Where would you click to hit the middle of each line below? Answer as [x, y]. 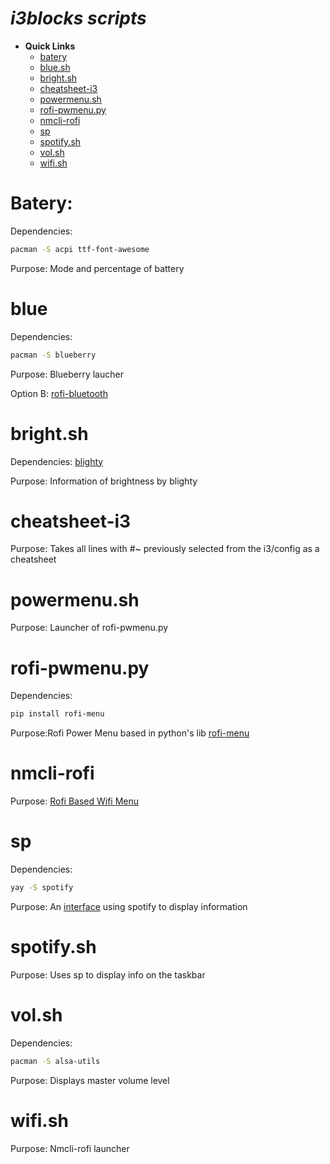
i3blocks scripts [78, 18]
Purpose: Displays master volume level [90, 1080]
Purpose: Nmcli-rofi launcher [70, 1148]
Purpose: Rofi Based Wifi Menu [75, 801]
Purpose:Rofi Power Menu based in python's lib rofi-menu [130, 733]
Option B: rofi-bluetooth [59, 393]
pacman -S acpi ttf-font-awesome [80, 249]
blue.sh [55, 67]
